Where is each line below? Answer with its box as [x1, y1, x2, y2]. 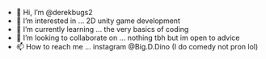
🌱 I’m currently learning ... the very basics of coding [15, 25, 189, 33]
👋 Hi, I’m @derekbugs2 [15, 8, 93, 17]
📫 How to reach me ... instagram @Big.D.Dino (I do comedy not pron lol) [15, 42, 259, 51]
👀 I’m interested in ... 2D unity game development [15, 16, 180, 26]
